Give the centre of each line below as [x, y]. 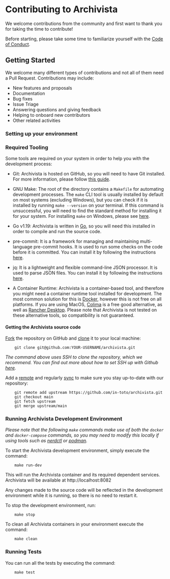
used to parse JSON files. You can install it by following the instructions [88, 273]
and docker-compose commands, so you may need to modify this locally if [82, 435]
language [22, 246]
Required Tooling [27, 147]
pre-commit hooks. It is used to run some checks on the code [98, 246]
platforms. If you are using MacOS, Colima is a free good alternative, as [88, 304]
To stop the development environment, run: [51, 506]
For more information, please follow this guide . [61, 179]
